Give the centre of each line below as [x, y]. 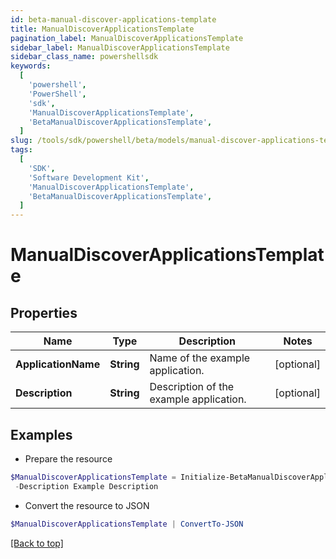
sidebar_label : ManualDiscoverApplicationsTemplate [120, 47]
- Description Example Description [86, 486]
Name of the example [200, 358]
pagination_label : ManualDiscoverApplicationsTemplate [127, 38]
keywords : [31, 66]
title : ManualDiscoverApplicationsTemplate [102, 29]
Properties [44, 312]
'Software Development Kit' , [89, 177]
